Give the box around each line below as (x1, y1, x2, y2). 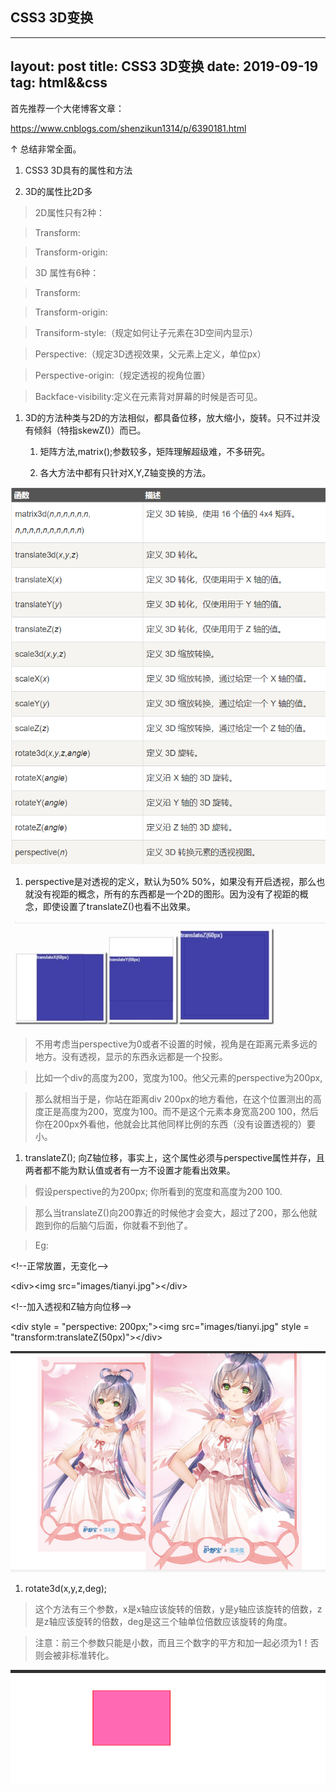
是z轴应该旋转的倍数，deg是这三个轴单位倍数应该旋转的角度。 (34, 1615, 293, 1627)
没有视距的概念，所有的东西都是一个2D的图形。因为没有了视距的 (33, 888, 300, 900)
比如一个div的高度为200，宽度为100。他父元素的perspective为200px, (34, 1071, 323, 1083)
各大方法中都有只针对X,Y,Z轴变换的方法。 (39, 466, 212, 478)
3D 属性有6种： (34, 266, 100, 278)
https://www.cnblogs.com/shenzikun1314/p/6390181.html (10, 122, 247, 134)
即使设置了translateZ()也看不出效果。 (42, 900, 197, 912)
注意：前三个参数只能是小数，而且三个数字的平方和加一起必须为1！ (34, 1636, 311, 1648)
